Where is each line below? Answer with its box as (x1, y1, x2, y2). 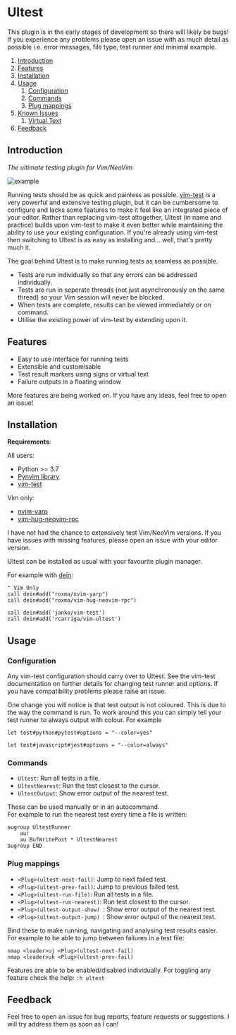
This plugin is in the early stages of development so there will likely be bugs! (7, 28, 229, 36)
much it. (7, 243, 31, 252)
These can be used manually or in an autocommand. (7, 803, 160, 811)
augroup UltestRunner (7, 824, 71, 831)
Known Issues (17, 109, 58, 117)
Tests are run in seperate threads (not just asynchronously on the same (17, 285, 225, 294)
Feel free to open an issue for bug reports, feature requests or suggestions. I (7, 1012, 230, 1021)
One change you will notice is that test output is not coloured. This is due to (7, 701, 227, 709)
